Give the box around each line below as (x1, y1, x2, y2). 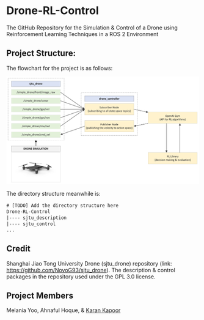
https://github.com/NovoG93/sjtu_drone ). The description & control (6, 266, 175, 273)
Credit (6, 244, 31, 254)
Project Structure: (6, 48, 76, 59)
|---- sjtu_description (6, 215, 67, 221)
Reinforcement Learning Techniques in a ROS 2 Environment (6, 30, 159, 37)
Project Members (6, 291, 74, 300)
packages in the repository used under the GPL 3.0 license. (6, 273, 156, 280)
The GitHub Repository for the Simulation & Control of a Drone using (6, 24, 178, 31)
